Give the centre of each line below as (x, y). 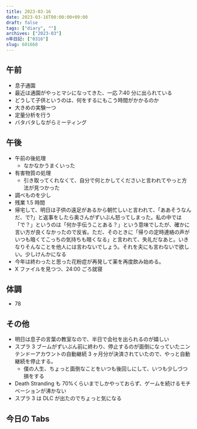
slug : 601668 (22, 45)
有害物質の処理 (33, 173)
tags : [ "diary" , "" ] (31, 28)
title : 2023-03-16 (29, 12)
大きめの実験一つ (35, 108)
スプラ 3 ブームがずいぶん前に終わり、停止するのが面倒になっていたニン (102, 347)
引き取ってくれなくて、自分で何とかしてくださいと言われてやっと (103, 180)
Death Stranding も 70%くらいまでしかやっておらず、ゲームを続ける (97, 383)
